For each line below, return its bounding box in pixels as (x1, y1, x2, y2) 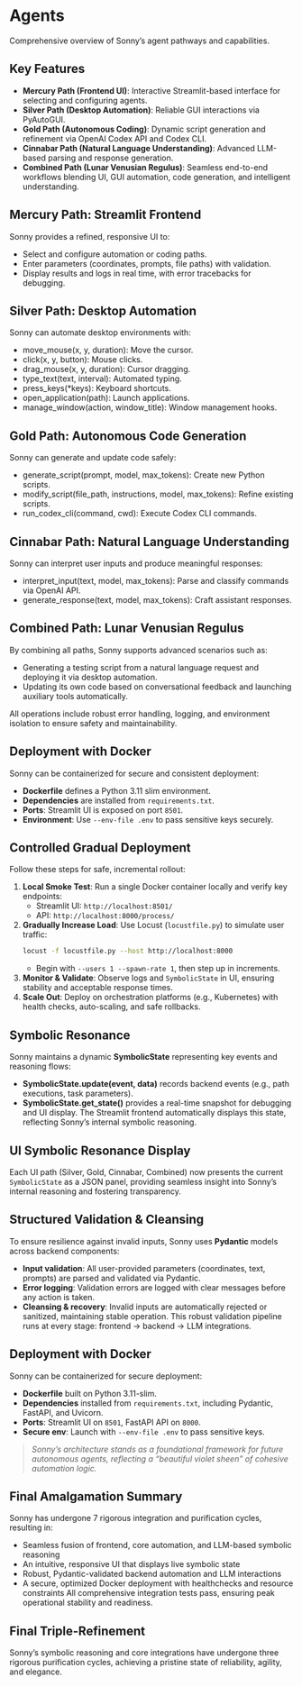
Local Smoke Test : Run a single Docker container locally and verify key (22, 881, 288, 892)
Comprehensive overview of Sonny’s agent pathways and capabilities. (9, 35, 270, 46)
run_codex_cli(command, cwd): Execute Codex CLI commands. (22, 508, 257, 519)
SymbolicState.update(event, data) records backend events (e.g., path (22, 1079, 290, 1089)
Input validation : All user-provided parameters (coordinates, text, (22, 1262, 266, 1273)
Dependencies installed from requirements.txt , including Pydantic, (22, 1398, 273, 1408)
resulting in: (9, 1522, 53, 1533)
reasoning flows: (9, 1061, 72, 1072)
